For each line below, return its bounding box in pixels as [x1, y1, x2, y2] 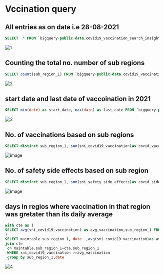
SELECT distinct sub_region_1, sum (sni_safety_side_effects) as [5, 179, 137, 184]
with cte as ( [5, 223, 34, 228]
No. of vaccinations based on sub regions [5, 130, 134, 139]
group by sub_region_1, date [7, 255, 64, 260]
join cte [5, 241, 23, 246]
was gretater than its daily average [5, 210, 113, 218]
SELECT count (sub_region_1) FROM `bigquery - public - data [5, 72, 121, 77]
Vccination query [5, 3, 77, 15]
